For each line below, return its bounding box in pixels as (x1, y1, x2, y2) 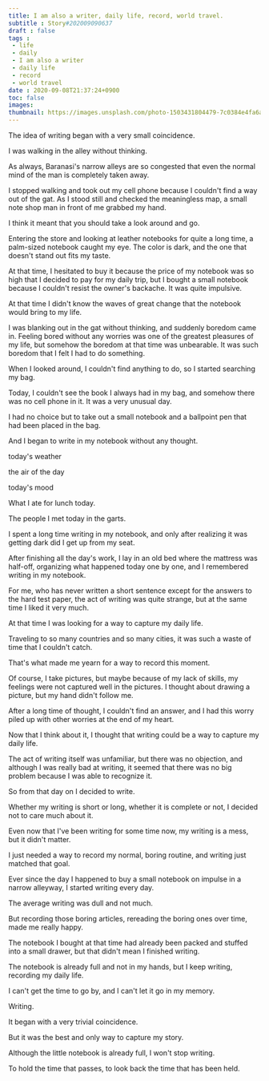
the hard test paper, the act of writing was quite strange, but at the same (8, 595, 247, 603)
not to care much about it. (8, 811, 94, 820)
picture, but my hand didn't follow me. (8, 691, 134, 700)
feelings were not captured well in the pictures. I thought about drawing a (8, 682, 251, 692)
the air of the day (8, 467, 65, 477)
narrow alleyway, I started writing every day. (8, 883, 155, 892)
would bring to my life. (8, 308, 82, 317)
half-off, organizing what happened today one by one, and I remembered (8, 562, 249, 571)
